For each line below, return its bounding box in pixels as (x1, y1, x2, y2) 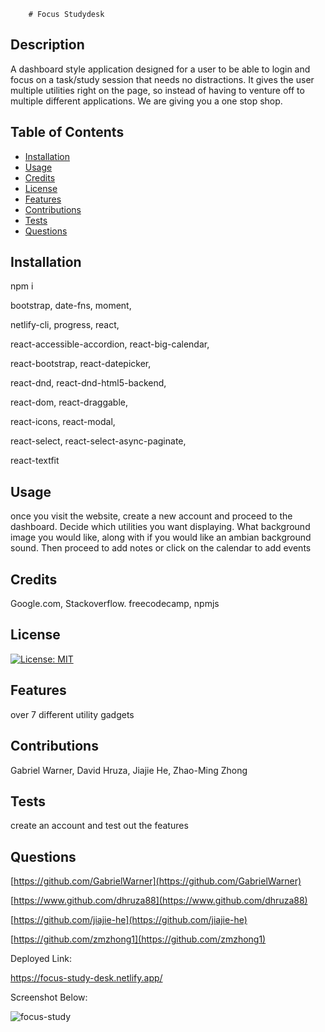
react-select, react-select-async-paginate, (10, 435, 187, 447)
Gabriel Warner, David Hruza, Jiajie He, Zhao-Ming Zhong (10, 764, 248, 776)
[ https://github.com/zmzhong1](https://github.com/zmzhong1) (10, 933, 267, 945)
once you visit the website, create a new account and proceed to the (10, 510, 293, 522)
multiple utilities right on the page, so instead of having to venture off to (10, 84, 305, 96)
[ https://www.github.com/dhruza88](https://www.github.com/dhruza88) (10, 895, 308, 907)
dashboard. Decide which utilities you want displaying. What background (10, 521, 311, 533)
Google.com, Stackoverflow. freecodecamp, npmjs (10, 598, 220, 610)
